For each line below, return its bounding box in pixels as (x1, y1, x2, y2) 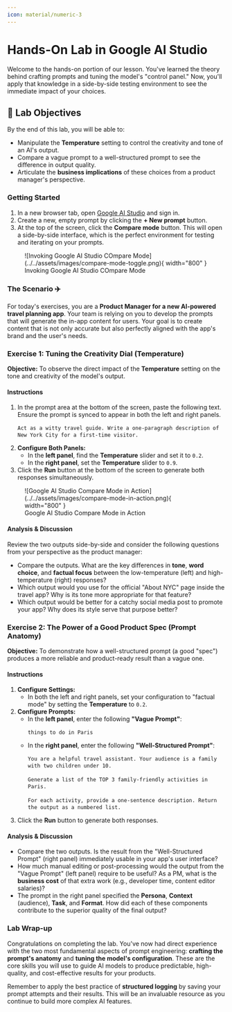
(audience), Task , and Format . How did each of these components (17, 899, 208, 907)
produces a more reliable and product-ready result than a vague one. (7, 654, 204, 662)
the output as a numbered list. (27, 804, 121, 811)
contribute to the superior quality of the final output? (17, 906, 168, 914)
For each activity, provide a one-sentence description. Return (27, 797, 217, 804)
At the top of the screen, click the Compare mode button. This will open (17, 223, 223, 231)
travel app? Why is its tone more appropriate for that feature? (17, 590, 192, 598)
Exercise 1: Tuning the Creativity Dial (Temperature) (7, 348, 185, 358)
